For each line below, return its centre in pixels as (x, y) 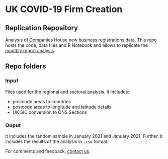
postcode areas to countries (42, 101)
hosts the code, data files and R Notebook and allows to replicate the (77, 45)
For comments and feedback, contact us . (48, 151)
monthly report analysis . (30, 51)
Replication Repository (42, 28)
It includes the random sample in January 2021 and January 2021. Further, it (84, 136)
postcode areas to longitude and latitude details (62, 107)
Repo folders (26, 66)
